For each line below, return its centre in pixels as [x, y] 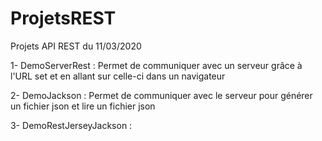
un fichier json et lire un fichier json [83, 106]
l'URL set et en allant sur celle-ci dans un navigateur [118, 76]
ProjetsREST [63, 18]
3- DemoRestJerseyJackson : [71, 125]
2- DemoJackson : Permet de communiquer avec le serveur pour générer [161, 95]
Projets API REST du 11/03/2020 [76, 46]
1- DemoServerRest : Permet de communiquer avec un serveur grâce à [156, 65]
